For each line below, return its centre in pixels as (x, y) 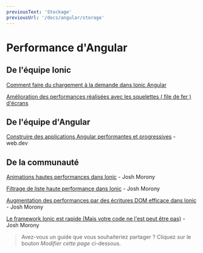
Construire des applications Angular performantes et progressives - (91, 137)
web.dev (17, 143)
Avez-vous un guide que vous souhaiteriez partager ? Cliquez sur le (106, 237)
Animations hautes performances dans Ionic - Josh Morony (81, 177)
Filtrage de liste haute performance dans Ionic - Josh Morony (83, 189)
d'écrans (17, 103)
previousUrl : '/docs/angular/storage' (55, 18)
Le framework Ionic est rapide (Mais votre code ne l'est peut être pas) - (96, 219)
